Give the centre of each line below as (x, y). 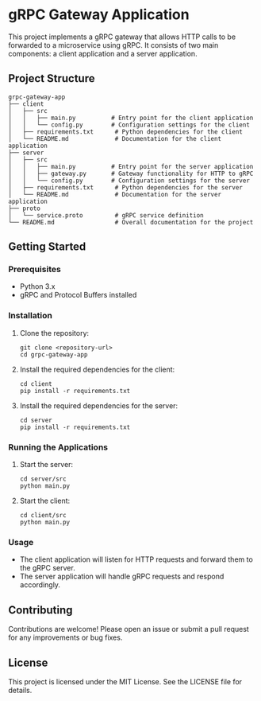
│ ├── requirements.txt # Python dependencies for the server (126, 187)
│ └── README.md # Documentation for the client (115, 138)
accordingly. (40, 585)
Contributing (40, 610)
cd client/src (43, 516)
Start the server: (46, 465)
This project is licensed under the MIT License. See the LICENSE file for (125, 681)
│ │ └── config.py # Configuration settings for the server (129, 181)
